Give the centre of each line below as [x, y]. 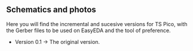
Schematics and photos [51, 10]
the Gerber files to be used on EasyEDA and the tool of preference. [89, 30]
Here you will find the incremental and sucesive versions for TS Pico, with [97, 24]
